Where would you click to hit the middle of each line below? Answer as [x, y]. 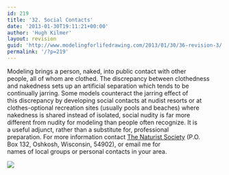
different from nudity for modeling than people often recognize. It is [102, 122]
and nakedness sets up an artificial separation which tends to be [98, 86]
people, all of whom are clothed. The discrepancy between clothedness [109, 78]
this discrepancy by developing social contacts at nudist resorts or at [105, 100]
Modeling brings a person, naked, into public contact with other [97, 71]
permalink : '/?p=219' [38, 52]
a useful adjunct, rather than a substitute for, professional [88, 129]
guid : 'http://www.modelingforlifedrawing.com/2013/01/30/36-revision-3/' [116, 45]
